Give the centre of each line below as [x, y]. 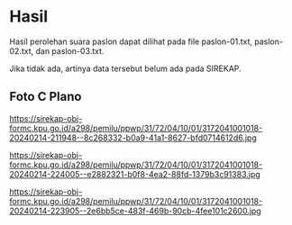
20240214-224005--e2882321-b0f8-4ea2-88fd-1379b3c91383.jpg [135, 174]
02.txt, [22, 50]
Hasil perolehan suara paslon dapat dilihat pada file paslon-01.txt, [131, 41]
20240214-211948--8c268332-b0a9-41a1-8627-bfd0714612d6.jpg [133, 138]
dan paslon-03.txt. [70, 50]
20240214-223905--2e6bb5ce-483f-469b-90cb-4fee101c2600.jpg [135, 211]
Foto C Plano [46, 97]
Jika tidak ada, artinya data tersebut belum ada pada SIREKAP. [125, 68]
